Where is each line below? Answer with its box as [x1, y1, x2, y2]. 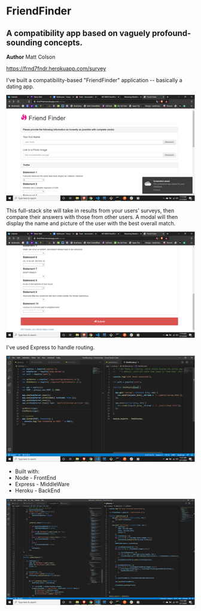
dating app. [6, 83, 35, 90]
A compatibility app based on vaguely [6, 28, 151, 38]
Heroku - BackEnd [14, 487, 61, 494]
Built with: [14, 468, 40, 475]
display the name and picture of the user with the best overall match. [6, 220, 176, 227]
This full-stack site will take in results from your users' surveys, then [6, 207, 175, 214]
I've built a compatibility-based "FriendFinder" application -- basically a [6, 77, 182, 83]
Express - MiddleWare [14, 481, 70, 487]
